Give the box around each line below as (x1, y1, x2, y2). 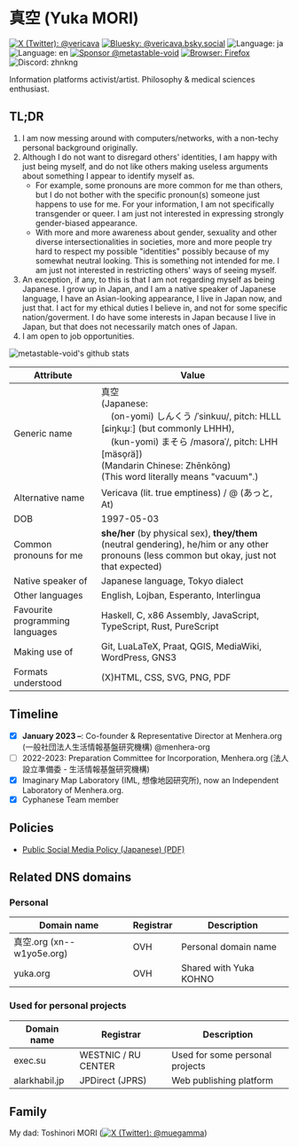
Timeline (9, 707, 59, 722)
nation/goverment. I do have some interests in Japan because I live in (21, 311, 277, 322)
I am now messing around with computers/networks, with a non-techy (21, 132, 279, 143)
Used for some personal (171, 1049, 272, 1061)
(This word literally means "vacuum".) (100, 470, 259, 483)
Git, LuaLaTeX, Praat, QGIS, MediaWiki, (100, 640, 262, 652)
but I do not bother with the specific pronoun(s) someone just (35, 189, 260, 200)
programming (13, 614, 71, 626)
